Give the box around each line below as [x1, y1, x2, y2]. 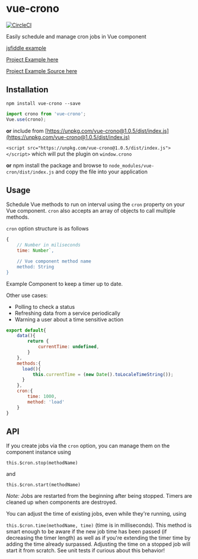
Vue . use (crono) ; [6, 116, 46, 122]
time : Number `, [17, 248, 55, 254]
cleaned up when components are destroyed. [6, 498, 117, 506]
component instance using [6, 449, 71, 456]
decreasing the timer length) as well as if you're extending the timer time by [6, 534, 191, 542]
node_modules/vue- [108, 163, 155, 169]
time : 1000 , [27, 394, 58, 400]
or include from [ [6, 127, 47, 134]
